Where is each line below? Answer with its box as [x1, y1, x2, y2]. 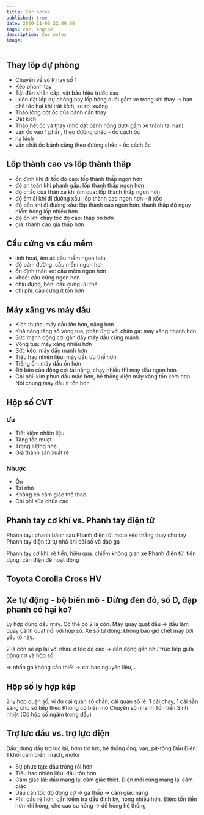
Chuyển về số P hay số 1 [15, 76, 77, 83]
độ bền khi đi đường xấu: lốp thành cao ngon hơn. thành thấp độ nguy [15, 201, 191, 208]
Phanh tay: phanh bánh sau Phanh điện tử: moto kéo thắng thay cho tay [6, 531, 186, 539]
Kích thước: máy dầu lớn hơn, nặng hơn [15, 321, 114, 328]
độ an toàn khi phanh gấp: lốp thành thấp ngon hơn [15, 182, 145, 189]
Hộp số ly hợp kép [6, 681, 76, 691]
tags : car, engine [6, 26, 53, 32]
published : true [6, 15, 48, 21]
